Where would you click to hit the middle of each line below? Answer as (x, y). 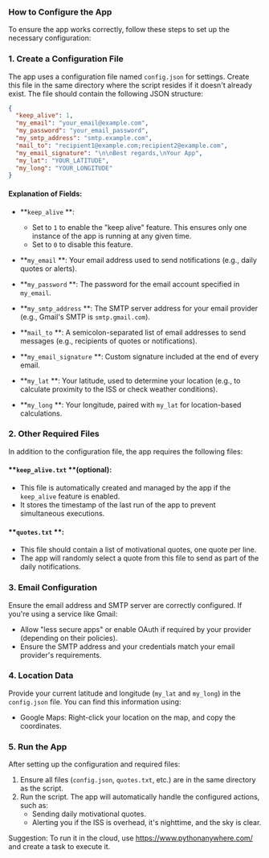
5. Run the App (38, 746)
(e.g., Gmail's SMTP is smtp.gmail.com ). (85, 317)
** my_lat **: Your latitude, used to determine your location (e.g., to (130, 380)
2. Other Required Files (54, 434)
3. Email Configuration (53, 588)
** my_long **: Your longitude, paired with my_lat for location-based (130, 404)
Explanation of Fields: (45, 193)
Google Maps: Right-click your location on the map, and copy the (128, 717)
